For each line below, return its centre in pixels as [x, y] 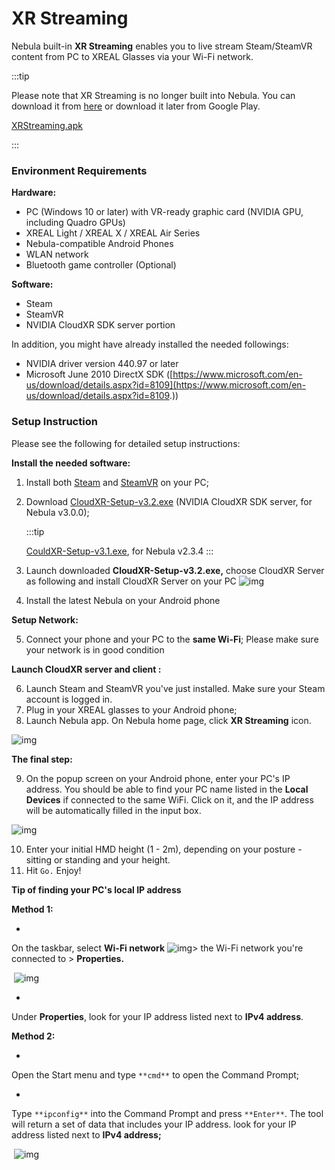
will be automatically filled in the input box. [113, 810]
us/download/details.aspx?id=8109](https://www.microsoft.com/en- [166, 385]
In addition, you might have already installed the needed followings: [150, 344]
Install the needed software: [71, 463]
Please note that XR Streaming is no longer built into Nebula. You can [153, 95]
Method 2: [33, 1036]
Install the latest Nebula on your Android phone [123, 600]
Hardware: [34, 193]
